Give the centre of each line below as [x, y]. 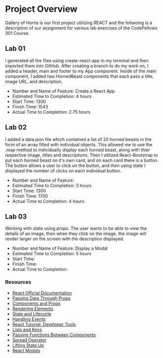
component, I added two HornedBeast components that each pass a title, [80, 76]
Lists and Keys [27, 329]
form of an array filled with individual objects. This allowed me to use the [79, 144]
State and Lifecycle [32, 314]
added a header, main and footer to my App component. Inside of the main [81, 71]
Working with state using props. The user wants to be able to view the [76, 228]
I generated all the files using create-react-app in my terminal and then [77, 61]
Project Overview [41, 9]
